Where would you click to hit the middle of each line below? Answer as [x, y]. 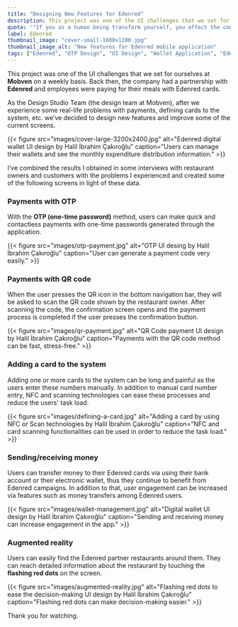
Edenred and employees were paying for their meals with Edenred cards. [114, 89]
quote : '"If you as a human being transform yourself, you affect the [114, 27]
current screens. [32, 125]
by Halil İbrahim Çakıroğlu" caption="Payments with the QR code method [114, 339]
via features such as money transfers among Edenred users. [95, 496]
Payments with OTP [42, 201]
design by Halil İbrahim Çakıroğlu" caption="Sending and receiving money [116, 517]
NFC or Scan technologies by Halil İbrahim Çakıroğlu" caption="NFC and [113, 424]
